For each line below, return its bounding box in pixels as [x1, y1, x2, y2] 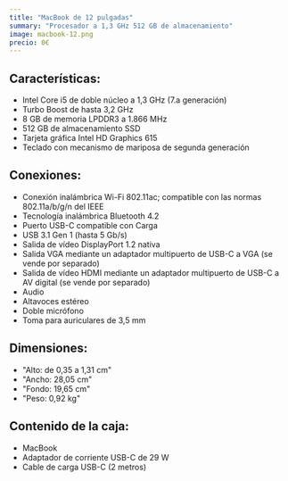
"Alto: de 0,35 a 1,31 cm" [21, 364, 112, 375]
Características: [9, 70, 101, 86]
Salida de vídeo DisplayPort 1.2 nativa [21, 238, 160, 250]
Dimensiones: [9, 341, 88, 356]
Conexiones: [9, 168, 82, 183]
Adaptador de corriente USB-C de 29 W [21, 452, 169, 462]
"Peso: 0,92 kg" [21, 393, 81, 403]
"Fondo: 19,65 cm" [21, 383, 91, 394]
